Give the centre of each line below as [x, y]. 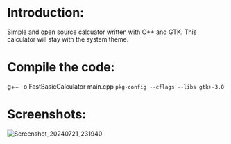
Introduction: [46, 13]
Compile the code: [61, 67]
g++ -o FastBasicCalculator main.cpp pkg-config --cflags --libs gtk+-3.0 [115, 86]
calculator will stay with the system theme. [68, 39]
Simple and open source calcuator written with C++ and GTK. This [102, 32]
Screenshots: [47, 115]
